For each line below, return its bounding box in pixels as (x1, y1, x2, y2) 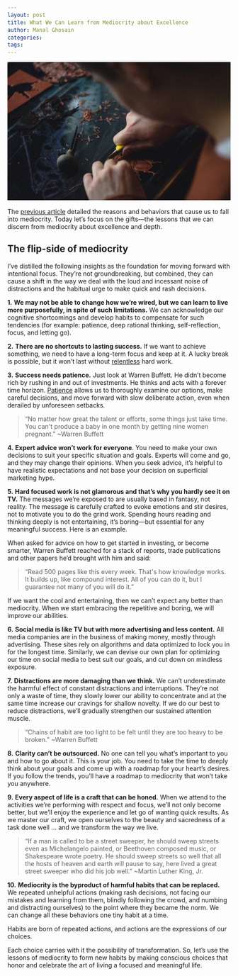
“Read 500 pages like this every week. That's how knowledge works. (24, 567, 227, 576)
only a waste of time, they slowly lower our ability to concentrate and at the (7, 691, 227, 700)
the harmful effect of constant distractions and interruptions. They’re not (7, 684, 220, 692)
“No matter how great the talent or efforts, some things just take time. (24, 415, 228, 423)
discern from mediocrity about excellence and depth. (7, 222, 163, 230)
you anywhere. (7, 779, 51, 787)
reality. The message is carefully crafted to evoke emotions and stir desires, (7, 502, 229, 510)
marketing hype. (7, 473, 55, 482)
